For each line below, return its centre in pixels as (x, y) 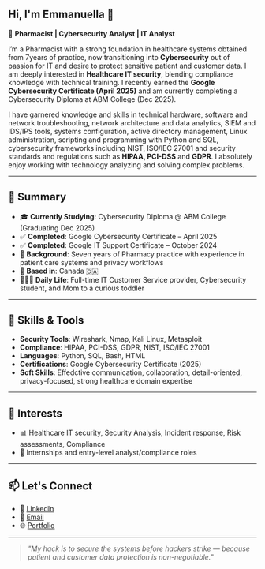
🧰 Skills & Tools (46, 320)
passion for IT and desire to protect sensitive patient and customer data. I (127, 66)
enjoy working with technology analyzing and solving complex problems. (127, 165)
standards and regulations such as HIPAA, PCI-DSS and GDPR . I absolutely (130, 156)
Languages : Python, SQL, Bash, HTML (82, 356)
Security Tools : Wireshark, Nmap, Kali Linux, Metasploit (111, 339)
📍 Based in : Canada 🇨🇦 (59, 271)
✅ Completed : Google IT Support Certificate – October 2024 (118, 245)
